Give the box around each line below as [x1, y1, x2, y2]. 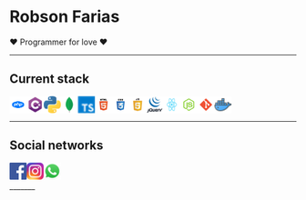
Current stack [9, 71, 89, 87]
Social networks [9, 138, 104, 154]
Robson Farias [9, 6, 120, 27]
